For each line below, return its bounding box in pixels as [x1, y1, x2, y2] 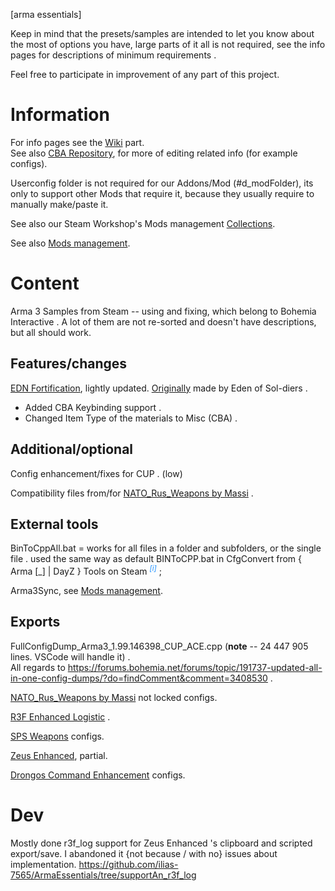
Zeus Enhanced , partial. [10, 749, 108, 761]
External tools [10, 515, 99, 533]
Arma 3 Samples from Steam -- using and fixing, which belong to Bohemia [10, 305, 317, 317]
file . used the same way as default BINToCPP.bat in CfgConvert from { [10, 553, 302, 565]
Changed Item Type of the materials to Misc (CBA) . [24, 412, 238, 424]
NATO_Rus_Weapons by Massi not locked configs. [10, 691, 218, 703]
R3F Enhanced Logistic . [10, 710, 111, 723]
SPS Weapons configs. [10, 730, 105, 742]
